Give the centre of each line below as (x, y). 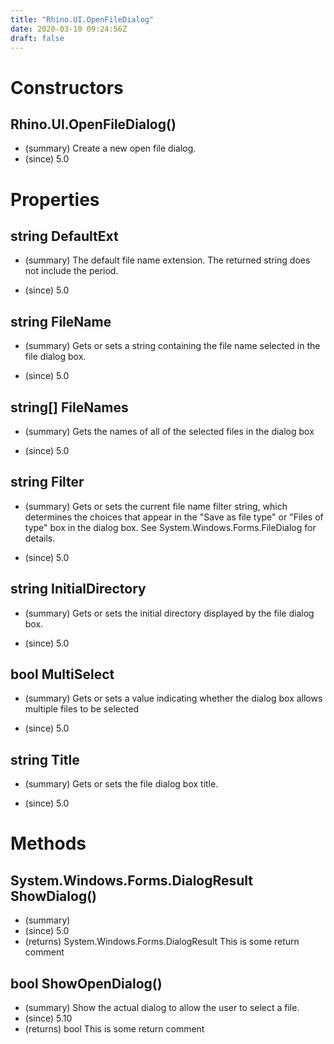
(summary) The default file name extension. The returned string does (167, 260)
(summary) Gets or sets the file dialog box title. (121, 784)
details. (40, 538)
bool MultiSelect (62, 674)
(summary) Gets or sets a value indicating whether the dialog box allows (173, 698)
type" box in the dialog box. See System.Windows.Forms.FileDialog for (170, 527)
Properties (55, 199)
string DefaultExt (64, 236)
